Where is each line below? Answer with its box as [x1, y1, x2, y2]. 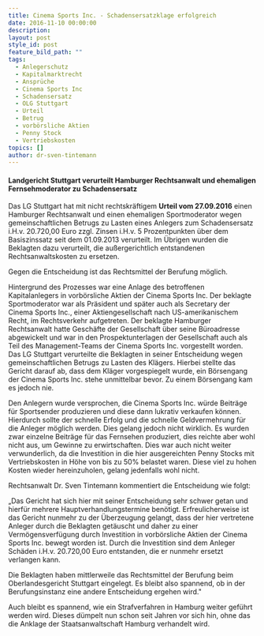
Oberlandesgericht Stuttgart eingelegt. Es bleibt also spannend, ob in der [8, 578, 246, 589]
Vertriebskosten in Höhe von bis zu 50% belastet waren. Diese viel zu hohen [8, 457, 257, 467]
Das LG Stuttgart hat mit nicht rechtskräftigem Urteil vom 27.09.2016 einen [8, 201, 252, 211]
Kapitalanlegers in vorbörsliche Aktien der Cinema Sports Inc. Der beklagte [8, 291, 252, 300]
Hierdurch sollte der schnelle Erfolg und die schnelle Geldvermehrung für [8, 416, 247, 425]
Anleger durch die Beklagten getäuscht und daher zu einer [8, 521, 199, 531]
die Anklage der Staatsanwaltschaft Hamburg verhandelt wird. [8, 619, 210, 629]
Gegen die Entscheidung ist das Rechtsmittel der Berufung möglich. [8, 267, 229, 277]
